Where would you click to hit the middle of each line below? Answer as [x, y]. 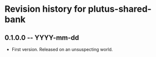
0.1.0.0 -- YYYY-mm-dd [42, 38]
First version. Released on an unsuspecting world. [62, 49]
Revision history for [45, 9]
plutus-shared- [120, 9]
